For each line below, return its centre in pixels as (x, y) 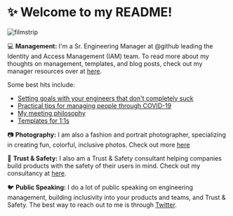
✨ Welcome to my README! (90, 12)
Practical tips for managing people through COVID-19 (94, 105)
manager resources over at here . (55, 71)
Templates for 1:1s (44, 121)
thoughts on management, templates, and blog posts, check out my (105, 63)
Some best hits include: (41, 84)
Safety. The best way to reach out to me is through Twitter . (92, 205)
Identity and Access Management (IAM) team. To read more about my (108, 56)
